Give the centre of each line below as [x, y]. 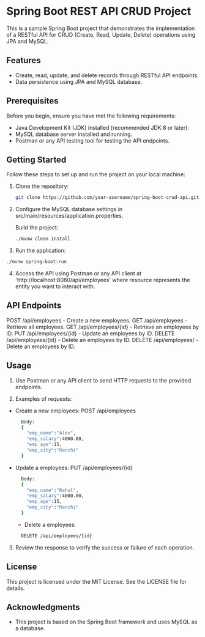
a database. [30, 628]
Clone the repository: [42, 186]
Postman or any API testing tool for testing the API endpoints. [92, 140]
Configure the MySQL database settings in [69, 209]
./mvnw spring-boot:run [37, 262]
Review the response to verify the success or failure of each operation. [105, 547]
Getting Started [36, 159]
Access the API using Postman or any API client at [78, 273]
